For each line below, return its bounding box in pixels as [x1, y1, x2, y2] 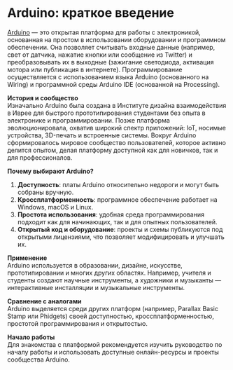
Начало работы [7, 333, 55, 341]
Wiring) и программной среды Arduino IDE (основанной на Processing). [7, 80, 220, 88]
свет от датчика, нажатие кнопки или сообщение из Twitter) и [7, 50, 192, 59]
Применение [7, 254, 48, 262]
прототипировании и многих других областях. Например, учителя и [7, 268, 211, 277]
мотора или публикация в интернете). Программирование [7, 65, 183, 74]
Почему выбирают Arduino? [7, 167, 94, 175]
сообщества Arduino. [7, 355, 70, 364]
